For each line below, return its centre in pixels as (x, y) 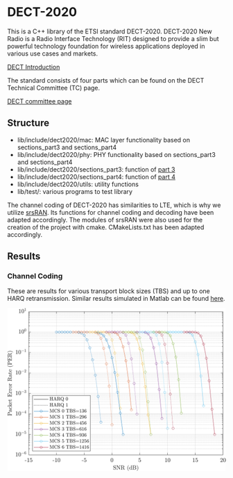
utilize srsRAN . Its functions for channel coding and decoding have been (111, 212)
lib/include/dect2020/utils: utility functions (78, 184)
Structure (28, 123)
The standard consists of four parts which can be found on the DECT (106, 80)
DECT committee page (40, 101)
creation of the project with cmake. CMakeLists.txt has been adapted (106, 227)
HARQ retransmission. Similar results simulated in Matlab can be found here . (116, 299)
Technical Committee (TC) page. (54, 88)
